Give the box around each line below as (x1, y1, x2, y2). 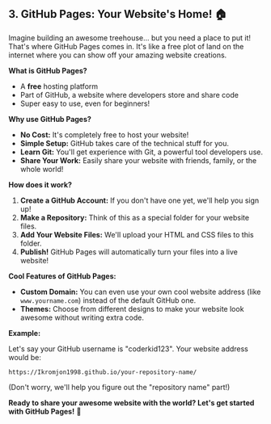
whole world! (19, 164, 64, 174)
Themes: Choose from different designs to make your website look (19, 304, 244, 313)
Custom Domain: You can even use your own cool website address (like (19, 287, 261, 296)
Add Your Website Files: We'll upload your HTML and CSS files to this (19, 229, 254, 239)
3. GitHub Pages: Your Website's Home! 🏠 (8, 7, 227, 21)
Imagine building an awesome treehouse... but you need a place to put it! (8, 32, 252, 43)
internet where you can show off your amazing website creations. (8, 50, 227, 60)
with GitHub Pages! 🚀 (8, 406, 82, 416)
